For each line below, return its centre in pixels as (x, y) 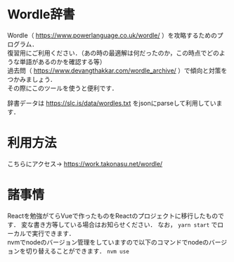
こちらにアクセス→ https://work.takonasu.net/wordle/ (85, 163)
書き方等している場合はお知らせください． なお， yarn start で (125, 224)
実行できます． (53, 233)
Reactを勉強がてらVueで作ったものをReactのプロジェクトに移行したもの (113, 216)
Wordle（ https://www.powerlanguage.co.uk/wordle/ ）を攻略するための (112, 35)
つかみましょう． (32, 79)
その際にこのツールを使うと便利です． (63, 88)
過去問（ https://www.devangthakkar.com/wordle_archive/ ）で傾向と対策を (117, 70)
